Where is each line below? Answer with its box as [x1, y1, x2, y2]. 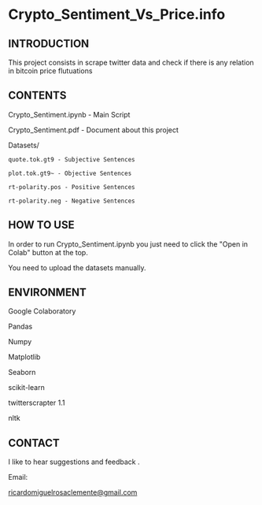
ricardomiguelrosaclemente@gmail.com [8, 488, 138, 497]
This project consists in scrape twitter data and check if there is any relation [8, 58, 254, 67]
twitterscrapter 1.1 [8, 398, 65, 407]
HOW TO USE [8, 218, 75, 232]
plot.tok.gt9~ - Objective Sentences [8, 169, 132, 177]
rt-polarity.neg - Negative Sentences [8, 197, 135, 205]
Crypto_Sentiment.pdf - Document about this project [8, 124, 179, 135]
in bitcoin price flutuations [8, 66, 93, 76]
